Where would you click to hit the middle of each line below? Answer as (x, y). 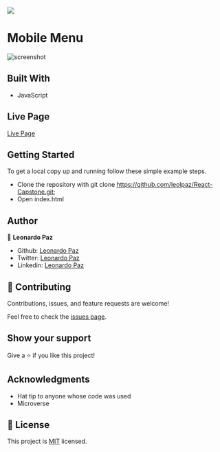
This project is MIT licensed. (47, 441)
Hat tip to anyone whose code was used (74, 396)
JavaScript (32, 95)
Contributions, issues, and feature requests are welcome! (88, 303)
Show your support (49, 338)
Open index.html (40, 199)
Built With (29, 79)
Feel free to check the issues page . (57, 317)
